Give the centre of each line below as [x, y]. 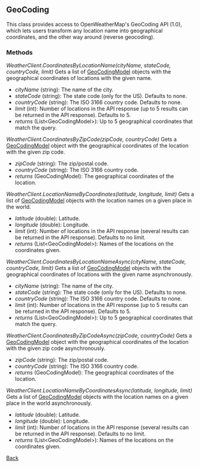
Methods [19, 52]
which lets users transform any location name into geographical [84, 30]
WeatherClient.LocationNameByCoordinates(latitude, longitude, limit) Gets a [100, 194]
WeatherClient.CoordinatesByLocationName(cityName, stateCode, [89, 66]
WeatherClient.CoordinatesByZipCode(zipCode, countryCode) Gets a [92, 139]
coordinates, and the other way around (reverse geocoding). [81, 37]
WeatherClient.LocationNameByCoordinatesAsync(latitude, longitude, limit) [99, 391]
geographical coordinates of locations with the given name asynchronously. [99, 275]
